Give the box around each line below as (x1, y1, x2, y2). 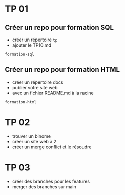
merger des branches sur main (12, 183, 76, 190)
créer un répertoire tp (12, 36, 58, 43)
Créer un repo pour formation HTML (5, 65, 120, 74)
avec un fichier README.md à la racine (12, 90, 94, 96)
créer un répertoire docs (12, 79, 63, 85)
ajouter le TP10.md (12, 42, 52, 48)
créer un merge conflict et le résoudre (12, 144, 92, 150)
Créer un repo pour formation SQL (5, 23, 114, 32)
